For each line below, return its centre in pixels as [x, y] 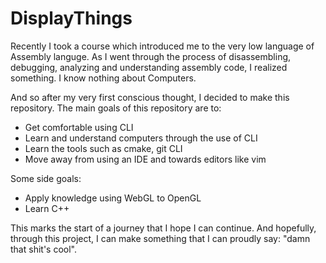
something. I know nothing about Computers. [103, 78]
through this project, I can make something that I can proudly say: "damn [160, 238]
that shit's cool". [43, 249]
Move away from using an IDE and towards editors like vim [145, 159]
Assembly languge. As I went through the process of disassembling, [151, 56]
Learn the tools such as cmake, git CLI [103, 148]
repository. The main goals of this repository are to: [116, 108]
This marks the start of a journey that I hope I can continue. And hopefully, [163, 228]
